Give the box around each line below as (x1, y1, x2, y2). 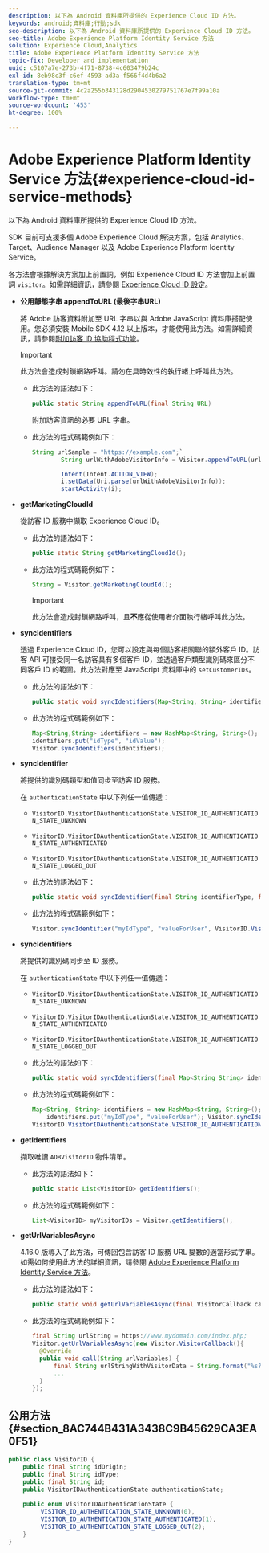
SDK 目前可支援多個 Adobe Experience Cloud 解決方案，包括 (8, 232, 210, 242)
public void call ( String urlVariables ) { (38, 1355, 180, 1363)
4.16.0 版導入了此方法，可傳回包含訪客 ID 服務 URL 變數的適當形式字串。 (19, 1247, 259, 1257)
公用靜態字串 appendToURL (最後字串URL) (19, 296, 162, 306)
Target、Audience (8, 242, 68, 251)
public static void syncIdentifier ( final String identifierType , (31, 893, 255, 901)
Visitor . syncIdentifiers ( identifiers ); (31, 744, 166, 752)
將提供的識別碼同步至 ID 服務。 (19, 956, 122, 966)
